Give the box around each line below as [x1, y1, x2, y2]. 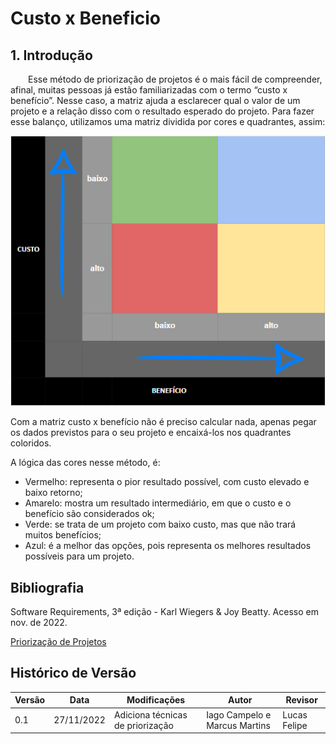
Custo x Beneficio [10, 7, 161, 30]
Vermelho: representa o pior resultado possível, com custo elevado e [24, 476, 310, 488]
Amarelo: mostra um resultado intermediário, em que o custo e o [24, 497, 292, 509]
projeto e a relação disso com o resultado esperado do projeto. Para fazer [10, 105, 315, 117]
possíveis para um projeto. [24, 550, 135, 562]
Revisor [285, 694, 318, 706]
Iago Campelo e [206, 708, 272, 721]
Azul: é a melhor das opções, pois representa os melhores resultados [24, 540, 312, 552]
